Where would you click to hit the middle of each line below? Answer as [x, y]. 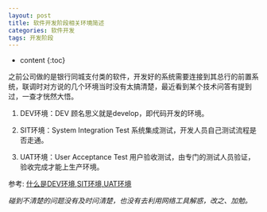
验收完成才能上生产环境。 [62, 167]
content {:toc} [43, 60]
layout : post [30, 15]
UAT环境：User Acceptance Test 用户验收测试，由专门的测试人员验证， [137, 157]
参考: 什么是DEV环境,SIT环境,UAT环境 [70, 184]
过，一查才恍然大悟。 [43, 97]
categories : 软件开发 [42, 30]
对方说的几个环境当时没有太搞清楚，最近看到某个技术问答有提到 [147, 87]
